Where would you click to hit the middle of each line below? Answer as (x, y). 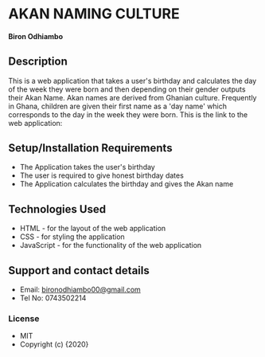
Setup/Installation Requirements (90, 148)
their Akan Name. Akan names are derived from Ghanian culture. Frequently (132, 97)
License (24, 318)
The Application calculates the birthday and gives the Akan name (127, 184)
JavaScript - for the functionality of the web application (111, 245)
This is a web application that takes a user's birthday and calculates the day (132, 80)
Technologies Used (57, 209)
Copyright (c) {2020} (54, 344)
